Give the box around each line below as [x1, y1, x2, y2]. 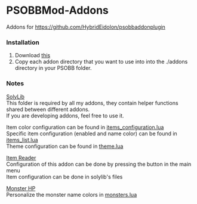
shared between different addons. [6, 106, 90, 113]
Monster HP [6, 184, 36, 191]
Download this [14, 52, 51, 59]
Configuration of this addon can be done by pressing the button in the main [6, 160, 192, 168]
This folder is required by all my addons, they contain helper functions [6, 99, 178, 106]
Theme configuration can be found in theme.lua [6, 143, 124, 150]
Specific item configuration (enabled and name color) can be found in [6, 129, 177, 137]
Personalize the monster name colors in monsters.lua [6, 191, 137, 198]
